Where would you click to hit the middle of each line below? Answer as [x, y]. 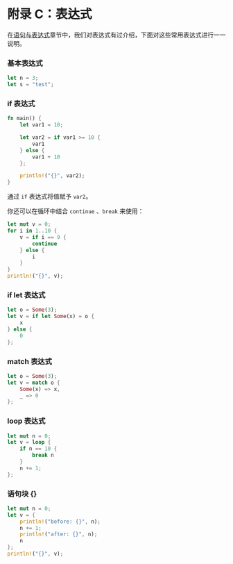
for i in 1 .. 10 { [32, 231]
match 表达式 [30, 361]
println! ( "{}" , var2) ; [52, 176]
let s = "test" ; [31, 85]
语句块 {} [22, 494]
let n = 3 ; [23, 78]
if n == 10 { [38, 449]
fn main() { [24, 119]
